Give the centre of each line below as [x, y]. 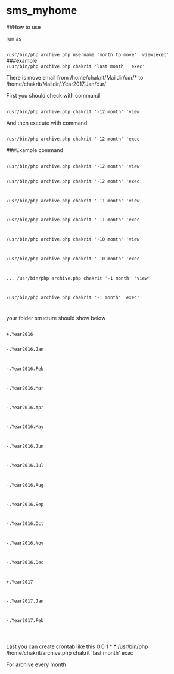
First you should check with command [53, 95]
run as [14, 38]
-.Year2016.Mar [25, 388]
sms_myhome [42, 10]
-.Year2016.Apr [25, 408]
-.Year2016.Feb [25, 369]
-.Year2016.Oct [25, 524]
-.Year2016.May [25, 427]
